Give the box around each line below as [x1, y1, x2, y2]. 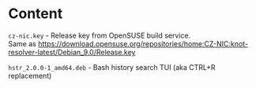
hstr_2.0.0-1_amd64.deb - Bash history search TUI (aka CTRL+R [8, 62, 216, 71]
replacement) [8, 71, 52, 80]
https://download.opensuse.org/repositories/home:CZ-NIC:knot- [38, 38, 249, 48]
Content [8, 5, 63, 23]
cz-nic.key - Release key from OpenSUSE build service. [8, 31, 191, 40]
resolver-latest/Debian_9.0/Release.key [8, 47, 136, 57]
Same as [8, 38, 37, 48]
